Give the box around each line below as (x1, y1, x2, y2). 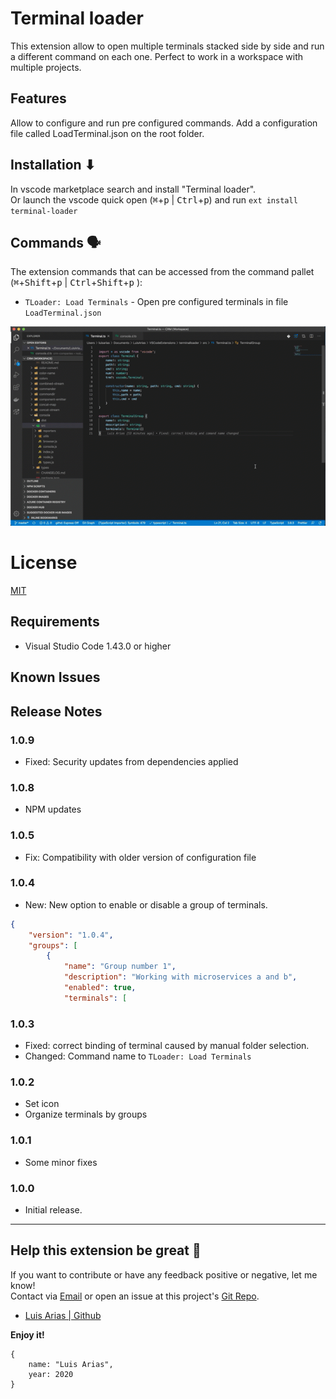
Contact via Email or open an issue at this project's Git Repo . (10, 1290, 260, 1302)
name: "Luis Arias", (28, 1359, 114, 1369)
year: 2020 (28, 1369, 74, 1379)
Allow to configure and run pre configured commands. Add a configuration (10, 117, 318, 129)
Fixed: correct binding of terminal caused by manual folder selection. (24, 1040, 310, 1052)
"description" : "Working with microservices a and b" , (63, 972, 298, 982)
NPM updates (24, 803, 82, 816)
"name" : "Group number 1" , (63, 962, 177, 972)
